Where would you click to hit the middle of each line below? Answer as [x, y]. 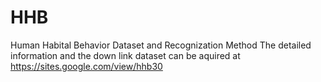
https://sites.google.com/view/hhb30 [86, 66]
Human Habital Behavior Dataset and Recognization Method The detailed [161, 45]
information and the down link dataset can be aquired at [125, 55]
